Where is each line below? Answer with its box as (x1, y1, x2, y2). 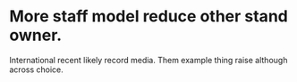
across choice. (9, 64, 64, 75)
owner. (9, 25, 63, 45)
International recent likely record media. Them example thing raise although (9, 54, 288, 65)
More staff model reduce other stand (9, 6, 288, 27)
